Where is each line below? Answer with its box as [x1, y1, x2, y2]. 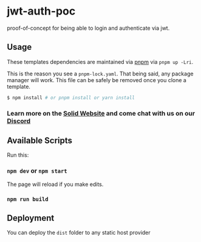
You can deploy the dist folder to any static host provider [7, 229, 151, 237]
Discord [7, 117, 31, 125]
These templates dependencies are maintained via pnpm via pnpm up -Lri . [7, 58, 194, 65]
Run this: [7, 151, 29, 159]
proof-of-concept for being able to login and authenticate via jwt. [7, 24, 170, 32]
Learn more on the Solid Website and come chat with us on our [7, 109, 196, 117]
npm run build [7, 196, 49, 202]
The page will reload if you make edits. [7, 181, 104, 188]
